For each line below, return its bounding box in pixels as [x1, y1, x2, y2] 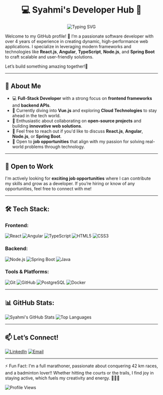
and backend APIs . [12, 102, 51, 108]
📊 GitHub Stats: [5, 299, 55, 307]
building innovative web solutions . [12, 123, 82, 129]
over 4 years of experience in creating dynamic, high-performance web [5, 38, 148, 44]
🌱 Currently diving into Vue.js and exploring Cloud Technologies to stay [12, 107, 157, 113]
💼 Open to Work [5, 162, 53, 171]
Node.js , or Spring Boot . [12, 133, 62, 139]
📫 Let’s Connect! [5, 334, 59, 342]
